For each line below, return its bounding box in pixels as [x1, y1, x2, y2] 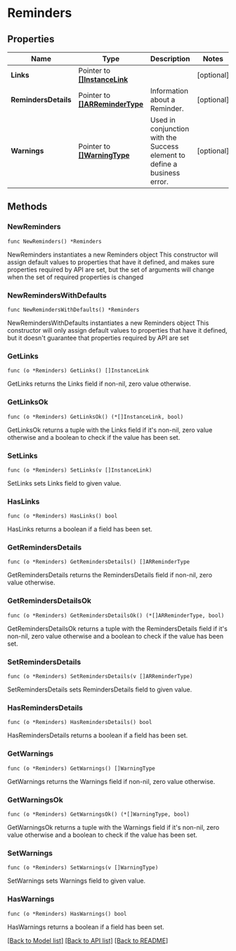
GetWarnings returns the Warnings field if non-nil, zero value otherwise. [7, 777, 216, 785]
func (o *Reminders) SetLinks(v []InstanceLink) [7, 467, 152, 474]
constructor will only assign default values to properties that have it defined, [7, 326, 228, 334]
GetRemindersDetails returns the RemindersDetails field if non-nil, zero [7, 571, 213, 579]
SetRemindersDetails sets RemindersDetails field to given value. [7, 685, 192, 694]
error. [150, 177, 169, 186]
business [150, 168, 181, 178]
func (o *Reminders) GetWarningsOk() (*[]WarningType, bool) [7, 811, 190, 818]
